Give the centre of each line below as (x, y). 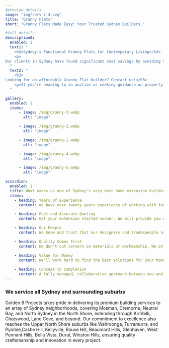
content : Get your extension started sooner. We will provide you (90, 219)
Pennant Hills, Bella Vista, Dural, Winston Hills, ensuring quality (70, 335)
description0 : (20, 38)
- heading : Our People (38, 228)
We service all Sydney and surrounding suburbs (65, 292)
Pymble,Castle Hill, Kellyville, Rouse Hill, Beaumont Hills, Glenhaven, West (81, 330)
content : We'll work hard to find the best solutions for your (86, 260)
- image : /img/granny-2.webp (49, 127)
